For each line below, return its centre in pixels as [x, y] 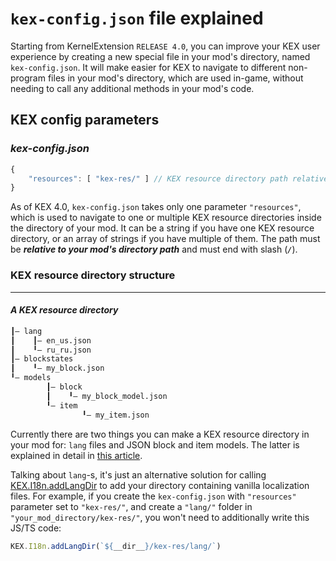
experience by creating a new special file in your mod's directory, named [160, 56]
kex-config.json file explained [137, 18]
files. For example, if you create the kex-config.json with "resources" [153, 496]
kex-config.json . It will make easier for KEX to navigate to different [148, 67]
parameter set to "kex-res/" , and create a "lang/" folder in [131, 506]
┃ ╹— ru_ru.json [51, 350]
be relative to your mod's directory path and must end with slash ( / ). [154, 249]
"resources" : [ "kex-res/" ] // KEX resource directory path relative [178, 178]
